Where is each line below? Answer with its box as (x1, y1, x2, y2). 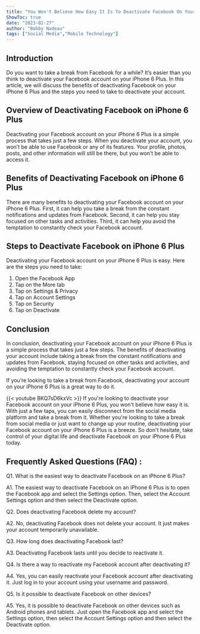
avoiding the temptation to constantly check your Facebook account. (6, 365, 175, 372)
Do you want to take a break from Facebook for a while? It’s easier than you (6, 69, 192, 76)
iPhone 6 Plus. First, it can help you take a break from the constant (6, 204, 170, 212)
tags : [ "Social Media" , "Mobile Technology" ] (6, 31, 118, 37)
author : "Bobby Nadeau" (6, 25, 65, 32)
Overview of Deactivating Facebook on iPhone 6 (6, 105, 189, 115)
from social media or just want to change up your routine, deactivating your (6, 420, 191, 427)
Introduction (6, 53, 54, 63)
